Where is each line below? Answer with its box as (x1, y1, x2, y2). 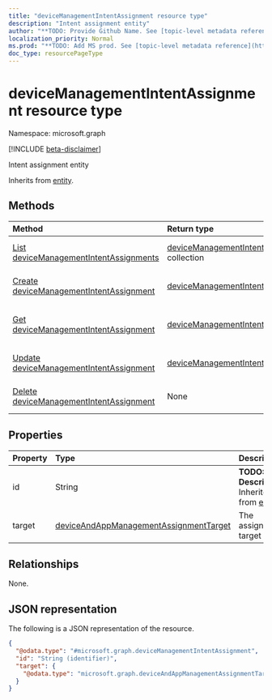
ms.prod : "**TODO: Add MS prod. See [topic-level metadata (8, 42, 212, 50)
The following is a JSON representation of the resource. (8, 624, 194, 634)
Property (12, 452, 48, 463)
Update (12, 352, 40, 363)
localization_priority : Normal (8, 34, 114, 43)
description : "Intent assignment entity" (8, 19, 151, 28)
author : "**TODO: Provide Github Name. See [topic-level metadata (8, 27, 237, 35)
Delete (12, 386, 38, 397)
